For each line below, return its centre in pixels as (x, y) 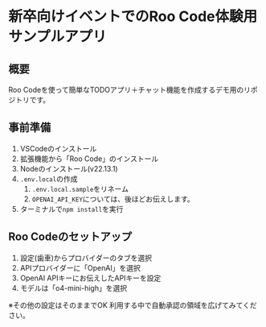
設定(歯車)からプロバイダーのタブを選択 (86, 258)
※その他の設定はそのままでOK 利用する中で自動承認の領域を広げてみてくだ (133, 305)
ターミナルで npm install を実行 (72, 209)
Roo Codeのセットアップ (70, 237)
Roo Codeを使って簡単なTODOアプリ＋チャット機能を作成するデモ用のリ (130, 90)
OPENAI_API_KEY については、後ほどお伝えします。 (113, 199)
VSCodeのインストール (58, 148)
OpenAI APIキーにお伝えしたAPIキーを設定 (90, 278)
